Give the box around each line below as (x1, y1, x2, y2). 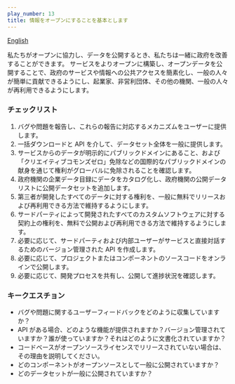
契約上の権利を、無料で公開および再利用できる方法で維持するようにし (17, 218, 221, 227)
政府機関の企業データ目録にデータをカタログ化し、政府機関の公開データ (17, 175, 227, 183)
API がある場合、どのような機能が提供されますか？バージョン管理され (17, 326, 220, 334)
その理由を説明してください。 (17, 352, 104, 360)
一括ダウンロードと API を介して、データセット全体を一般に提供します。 (17, 140, 227, 148)
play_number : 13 (7, 10, 55, 18)
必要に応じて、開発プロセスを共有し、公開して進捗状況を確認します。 (17, 271, 220, 279)
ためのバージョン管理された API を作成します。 (23, 245, 160, 253)
